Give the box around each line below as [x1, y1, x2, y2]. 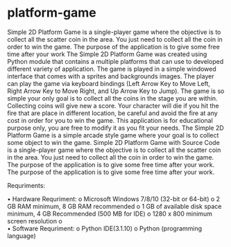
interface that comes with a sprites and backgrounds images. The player [7, 71, 214, 80]
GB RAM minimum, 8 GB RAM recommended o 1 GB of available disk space [7, 202, 222, 210]
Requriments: [7, 181, 46, 189]
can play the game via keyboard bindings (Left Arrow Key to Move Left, [7, 79, 210, 87]
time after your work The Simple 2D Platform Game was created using [7, 50, 207, 58]
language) [7, 231, 36, 240]
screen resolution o [7, 216, 62, 225]
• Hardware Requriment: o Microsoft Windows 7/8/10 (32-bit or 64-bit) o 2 [7, 194, 221, 203]
